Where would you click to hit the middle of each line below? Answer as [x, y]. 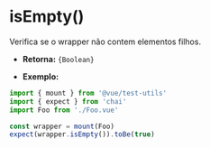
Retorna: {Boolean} [58, 59]
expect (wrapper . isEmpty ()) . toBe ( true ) [82, 134]
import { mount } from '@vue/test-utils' [88, 93]
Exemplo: [41, 76]
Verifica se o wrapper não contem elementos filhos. [105, 42]
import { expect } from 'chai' [68, 101]
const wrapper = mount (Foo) [62, 126]
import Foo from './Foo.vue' [64, 110]
